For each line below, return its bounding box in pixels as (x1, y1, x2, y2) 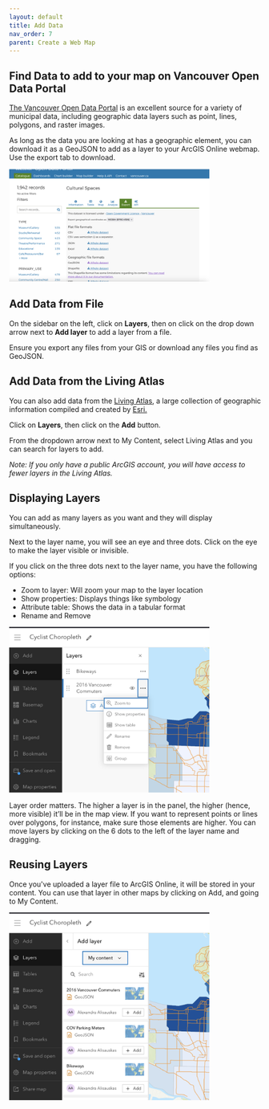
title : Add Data (9, 21, 63, 30)
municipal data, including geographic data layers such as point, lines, (9, 112, 237, 121)
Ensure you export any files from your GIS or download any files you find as (9, 342, 259, 353)
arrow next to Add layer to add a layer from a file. (9, 327, 172, 336)
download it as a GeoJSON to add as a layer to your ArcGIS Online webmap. (9, 145, 260, 154)
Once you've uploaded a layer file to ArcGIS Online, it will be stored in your (9, 879, 255, 889)
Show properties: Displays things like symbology (20, 593, 182, 603)
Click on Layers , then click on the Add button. (9, 420, 161, 430)
